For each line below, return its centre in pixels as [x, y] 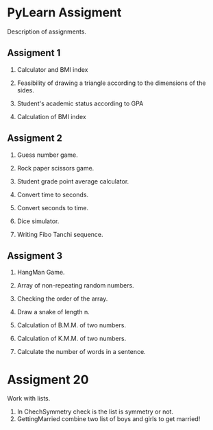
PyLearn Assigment [64, 13]
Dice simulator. [38, 221]
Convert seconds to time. [53, 207]
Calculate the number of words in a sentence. [81, 352]
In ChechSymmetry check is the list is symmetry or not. [95, 412]
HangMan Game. [41, 273]
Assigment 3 [35, 256]
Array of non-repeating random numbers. [76, 286]
